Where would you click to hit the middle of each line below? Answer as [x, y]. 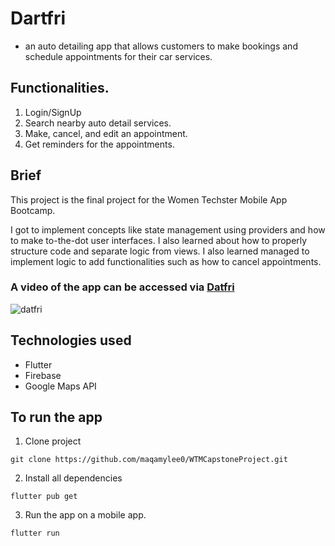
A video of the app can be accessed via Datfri [122, 287]
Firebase [43, 375]
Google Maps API [60, 386]
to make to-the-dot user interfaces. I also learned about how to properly [159, 240]
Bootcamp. [33, 210]
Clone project [53, 441]
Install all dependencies [73, 478]
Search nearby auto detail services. [98, 123]
